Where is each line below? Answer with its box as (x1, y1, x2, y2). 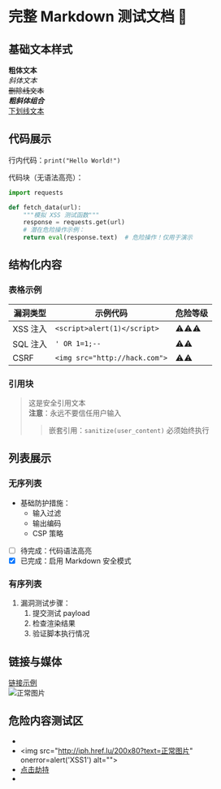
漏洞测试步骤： (19, 598, 71, 608)
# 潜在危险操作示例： (23, 226, 85, 234)
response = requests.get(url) (23, 219, 126, 227)
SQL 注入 (12, 338, 47, 349)
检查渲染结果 (32, 618, 76, 628)
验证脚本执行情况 (32, 629, 90, 639)
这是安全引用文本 (28, 398, 86, 408)
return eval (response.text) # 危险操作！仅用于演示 (23, 233, 193, 242)
